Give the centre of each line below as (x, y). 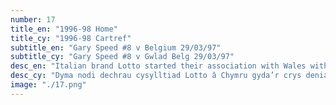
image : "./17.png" (48, 85)
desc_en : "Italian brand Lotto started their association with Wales (158, 66)
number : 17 (33, 19)
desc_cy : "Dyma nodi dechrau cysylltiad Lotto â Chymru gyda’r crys (156, 76)
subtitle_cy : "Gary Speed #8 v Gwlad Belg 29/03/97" (122, 57)
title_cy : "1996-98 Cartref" (71, 38)
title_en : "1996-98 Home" (64, 29)
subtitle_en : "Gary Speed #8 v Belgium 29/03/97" (116, 47)
